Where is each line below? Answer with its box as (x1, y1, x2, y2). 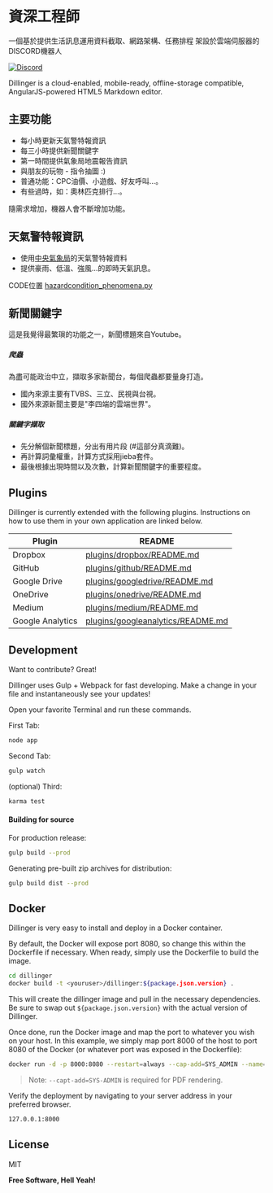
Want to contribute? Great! (8, 664, 97, 674)
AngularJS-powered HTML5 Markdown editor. (8, 86, 163, 96)
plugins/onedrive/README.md (84, 589, 201, 601)
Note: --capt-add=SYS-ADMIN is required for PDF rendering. (28, 1075, 223, 1085)
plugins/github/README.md (84, 562, 193, 574)
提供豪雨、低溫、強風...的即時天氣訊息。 (19, 263, 155, 273)
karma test (8, 797, 45, 806)
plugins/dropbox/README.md (84, 549, 200, 561)
